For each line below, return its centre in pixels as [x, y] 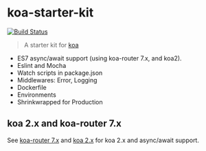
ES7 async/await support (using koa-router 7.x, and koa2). [99, 58]
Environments [36, 95]
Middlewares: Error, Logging [57, 80]
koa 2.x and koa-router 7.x [64, 124]
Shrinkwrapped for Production [60, 102]
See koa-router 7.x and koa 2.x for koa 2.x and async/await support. [103, 140]
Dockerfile [32, 87]
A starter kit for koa [51, 45]
